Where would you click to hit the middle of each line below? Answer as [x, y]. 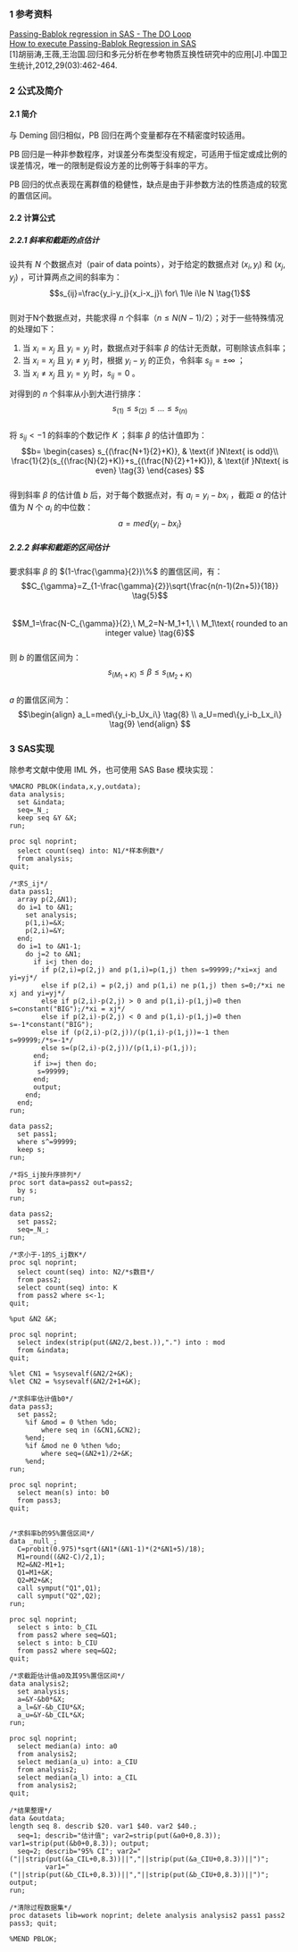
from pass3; [40, 1501]
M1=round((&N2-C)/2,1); [61, 1557]
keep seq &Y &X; [47, 818]
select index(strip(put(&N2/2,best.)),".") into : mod [121, 1342]
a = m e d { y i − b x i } [150, 525]
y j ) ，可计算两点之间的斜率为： [66, 278]
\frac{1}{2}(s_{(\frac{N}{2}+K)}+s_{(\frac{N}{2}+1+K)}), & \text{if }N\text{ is [150, 460]
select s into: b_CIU [58, 1643]
